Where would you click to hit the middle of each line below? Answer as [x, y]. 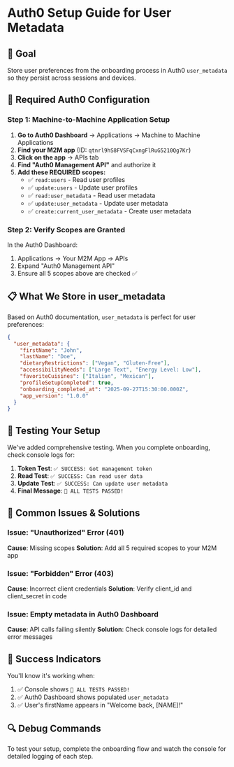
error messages [30, 637]
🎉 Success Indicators [54, 659]
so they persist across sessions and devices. [72, 78]
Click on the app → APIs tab [58, 157]
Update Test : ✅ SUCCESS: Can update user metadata [93, 484]
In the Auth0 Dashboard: [43, 245]
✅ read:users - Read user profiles [76, 179]
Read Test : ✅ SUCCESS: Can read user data [80, 476]
